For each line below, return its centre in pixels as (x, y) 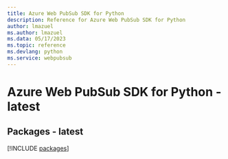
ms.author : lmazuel (35, 33)
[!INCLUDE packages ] (38, 148)
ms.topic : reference (37, 45)
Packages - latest (45, 132)
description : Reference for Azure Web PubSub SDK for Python (96, 20)
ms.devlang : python (35, 52)
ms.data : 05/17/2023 (37, 39)
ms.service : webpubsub (39, 58)
